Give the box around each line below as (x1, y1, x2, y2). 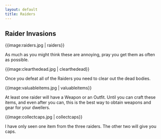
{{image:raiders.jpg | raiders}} (5, 42, 65, 48)
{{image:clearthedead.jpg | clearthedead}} (5, 66, 90, 72)
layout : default (5, 7, 38, 12)
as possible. (5, 57, 29, 63)
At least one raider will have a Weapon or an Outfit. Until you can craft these (5, 94, 156, 100)
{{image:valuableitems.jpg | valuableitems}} (5, 85, 92, 91)
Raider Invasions (5, 30, 56, 38)
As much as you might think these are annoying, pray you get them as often (5, 52, 155, 58)
